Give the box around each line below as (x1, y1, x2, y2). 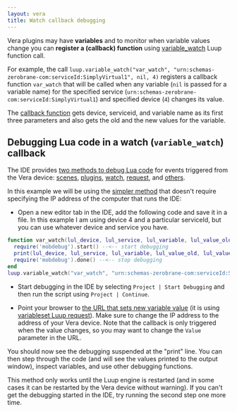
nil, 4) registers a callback (136, 72, 218, 81)
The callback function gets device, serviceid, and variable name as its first (7, 108, 224, 117)
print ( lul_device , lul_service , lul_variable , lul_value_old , (13, 250, 200, 257)
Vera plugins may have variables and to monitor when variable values (7, 36, 210, 44)
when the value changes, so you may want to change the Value (17, 325, 202, 335)
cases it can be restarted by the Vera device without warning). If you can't (7, 383, 223, 392)
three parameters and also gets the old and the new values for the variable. (7, 116, 226, 124)
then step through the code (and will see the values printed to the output (7, 354, 219, 363)
